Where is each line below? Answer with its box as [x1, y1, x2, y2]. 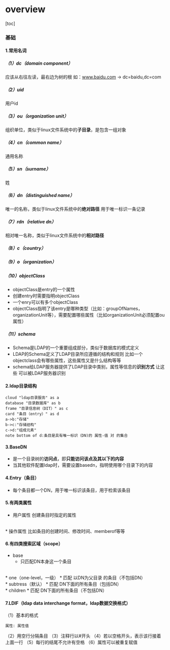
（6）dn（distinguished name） [5, 192, 75, 198]
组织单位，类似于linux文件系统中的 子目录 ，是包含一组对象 [5, 127, 126, 133]
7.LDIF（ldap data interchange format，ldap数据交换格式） [5, 600, 131, 606]
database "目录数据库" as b [5, 401, 61, 406]
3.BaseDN [5, 444, 27, 450]
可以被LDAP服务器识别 [18, 370, 66, 376]
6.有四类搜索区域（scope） [5, 541, 63, 547]
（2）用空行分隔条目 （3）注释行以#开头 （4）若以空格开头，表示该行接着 [5, 633, 161, 639]
